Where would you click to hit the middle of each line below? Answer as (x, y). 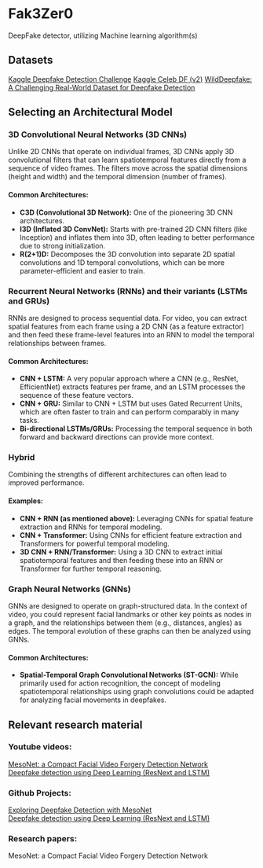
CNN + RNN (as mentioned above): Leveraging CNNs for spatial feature (136, 518)
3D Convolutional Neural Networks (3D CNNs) (98, 134)
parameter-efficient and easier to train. (82, 270)
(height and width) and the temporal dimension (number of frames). (118, 177)
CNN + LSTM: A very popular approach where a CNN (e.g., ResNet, (129, 379)
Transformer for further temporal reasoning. (91, 568)
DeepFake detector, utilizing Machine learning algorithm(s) (103, 35)
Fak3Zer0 (41, 14)
